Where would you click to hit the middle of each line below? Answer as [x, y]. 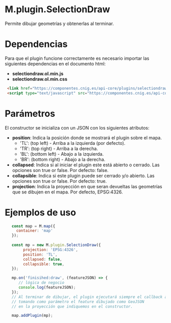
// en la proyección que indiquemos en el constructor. [72, 306]
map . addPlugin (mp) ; [32, 316]
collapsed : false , [43, 259]
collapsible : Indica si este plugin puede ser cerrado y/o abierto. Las [83, 176]
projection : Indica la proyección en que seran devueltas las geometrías [87, 186]
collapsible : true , [44, 264]
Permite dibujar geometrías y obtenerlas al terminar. [59, 23]
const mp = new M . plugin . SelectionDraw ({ [56, 245]
